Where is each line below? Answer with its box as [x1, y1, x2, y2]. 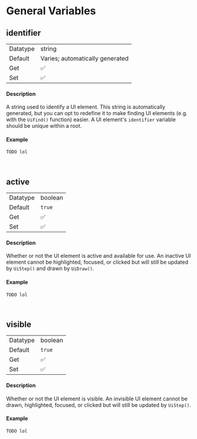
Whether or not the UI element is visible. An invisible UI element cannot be [6, 395, 188, 402]
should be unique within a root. [6, 122, 82, 130]
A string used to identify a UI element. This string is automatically [6, 103, 166, 110]
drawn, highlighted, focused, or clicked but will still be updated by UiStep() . [6, 401, 192, 408]
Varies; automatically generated [40, 55, 129, 62]
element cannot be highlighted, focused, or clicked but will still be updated [6, 258, 189, 266]
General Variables [6, 4, 96, 18]
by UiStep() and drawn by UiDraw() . [6, 265, 94, 272]
